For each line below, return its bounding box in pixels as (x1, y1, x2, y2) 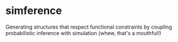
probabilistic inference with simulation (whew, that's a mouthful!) (5, 29, 162, 36)
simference (5, 4, 63, 17)
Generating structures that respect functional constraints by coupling (5, 23, 172, 30)
